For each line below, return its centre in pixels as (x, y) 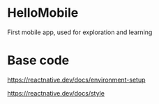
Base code (38, 60)
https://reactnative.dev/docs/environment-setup (76, 80)
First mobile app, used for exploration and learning (80, 32)
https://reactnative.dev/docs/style (56, 93)
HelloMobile (43, 13)
